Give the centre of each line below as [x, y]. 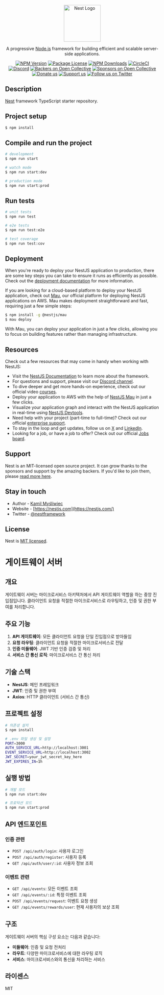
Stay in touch [26, 492]
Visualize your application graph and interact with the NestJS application [85, 407]
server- [151, 49]
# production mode [24, 181]
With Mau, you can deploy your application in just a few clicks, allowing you [81, 329]
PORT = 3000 [15, 743]
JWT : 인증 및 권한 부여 [34, 691]
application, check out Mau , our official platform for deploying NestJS [75, 296]
